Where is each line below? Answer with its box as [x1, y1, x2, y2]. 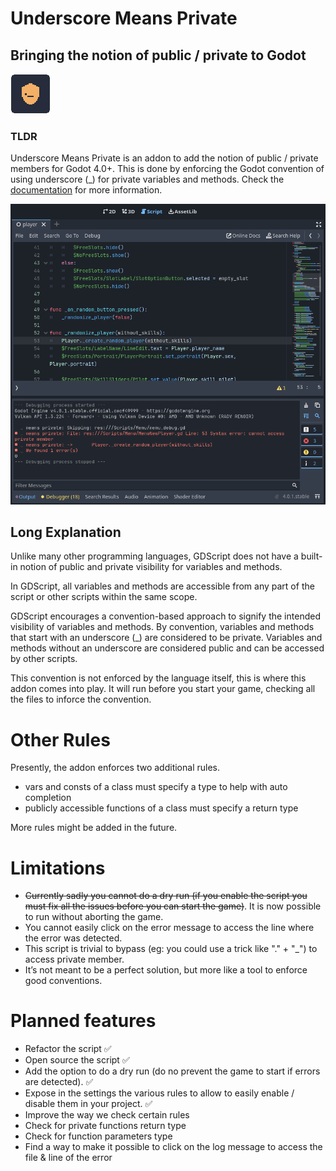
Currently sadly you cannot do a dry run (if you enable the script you [24, 890, 308, 902]
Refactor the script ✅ [24, 1043, 112, 1055]
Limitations [10, 857, 106, 879]
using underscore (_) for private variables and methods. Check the [10, 173, 285, 186]
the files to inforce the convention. [10, 693, 152, 706]
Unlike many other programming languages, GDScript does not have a [10, 550, 299, 562]
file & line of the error [24, 1152, 113, 1164]
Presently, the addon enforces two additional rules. [10, 762, 220, 774]
